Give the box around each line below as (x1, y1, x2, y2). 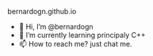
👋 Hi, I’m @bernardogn (18, 22, 94, 31)
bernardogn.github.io (7, 7, 77, 16)
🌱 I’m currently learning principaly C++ (18, 31, 146, 39)
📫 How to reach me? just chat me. (18, 39, 132, 48)
